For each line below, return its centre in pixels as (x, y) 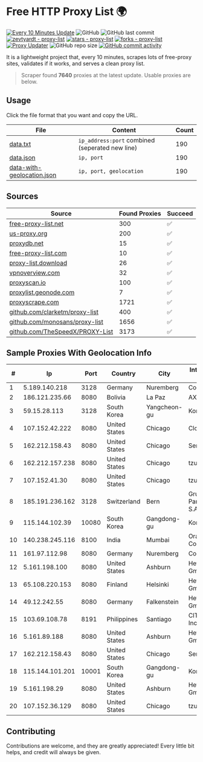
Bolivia (116, 397)
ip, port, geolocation (111, 171)
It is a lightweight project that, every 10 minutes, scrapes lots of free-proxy (99, 57)
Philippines (122, 620)
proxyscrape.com (34, 302)
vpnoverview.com (35, 272)
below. (29, 82)
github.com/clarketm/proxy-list (54, 312)
